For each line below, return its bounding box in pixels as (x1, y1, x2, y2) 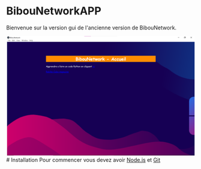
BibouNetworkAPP (6, 4, 102, 18)
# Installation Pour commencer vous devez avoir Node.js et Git (6, 156, 161, 163)
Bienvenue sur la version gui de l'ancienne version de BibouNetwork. (6, 24, 177, 31)
